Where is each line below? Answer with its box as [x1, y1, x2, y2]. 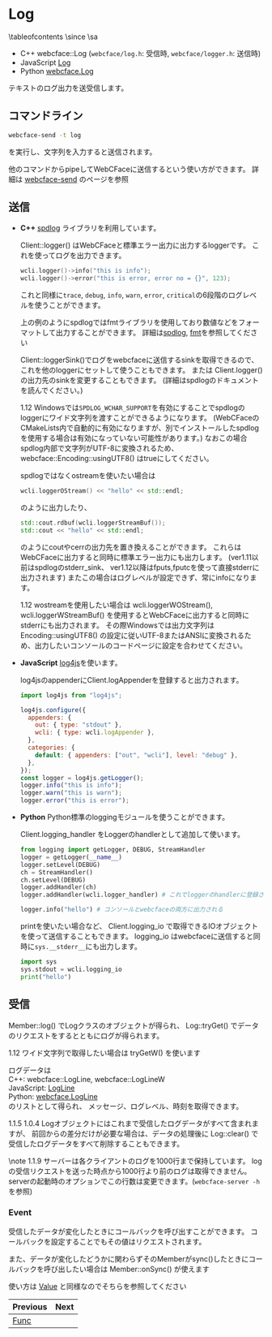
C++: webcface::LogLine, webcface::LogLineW [8, 1074, 166, 1084]
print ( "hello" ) [19, 973, 72, 981]
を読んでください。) [19, 386, 83, 395]
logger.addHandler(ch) [19, 883, 97, 891]
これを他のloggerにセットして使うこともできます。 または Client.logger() [19, 365, 263, 375]
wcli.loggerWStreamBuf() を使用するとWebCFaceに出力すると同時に [19, 610, 249, 619]
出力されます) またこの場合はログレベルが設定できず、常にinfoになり [19, 572, 250, 582]
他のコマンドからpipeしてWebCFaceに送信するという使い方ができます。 [8, 164, 250, 174]
